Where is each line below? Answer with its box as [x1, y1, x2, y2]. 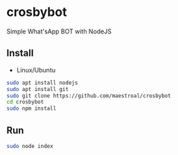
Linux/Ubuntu [16, 65, 56, 74]
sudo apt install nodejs [6, 79, 78, 86]
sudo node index [6, 142, 53, 149]
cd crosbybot [6, 99, 44, 106]
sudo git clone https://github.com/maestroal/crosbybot [6, 92, 171, 99]
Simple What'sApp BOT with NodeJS [6, 27, 112, 35]
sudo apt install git [6, 85, 69, 92]
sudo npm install [6, 105, 57, 112]
